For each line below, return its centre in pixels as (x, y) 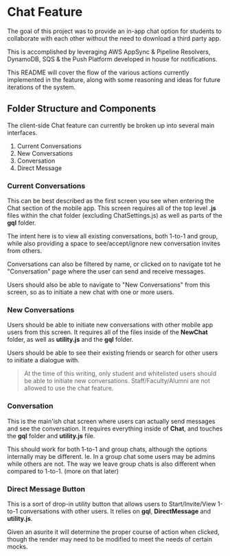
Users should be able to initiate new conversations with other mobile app (110, 325)
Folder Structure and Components (82, 109)
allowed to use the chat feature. (69, 388)
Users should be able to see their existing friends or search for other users (113, 353)
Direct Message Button (46, 488)
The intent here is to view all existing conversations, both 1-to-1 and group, (113, 236)
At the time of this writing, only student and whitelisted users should (120, 373)
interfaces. (22, 132)
